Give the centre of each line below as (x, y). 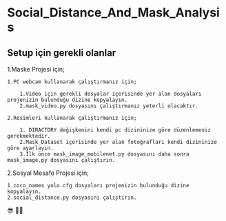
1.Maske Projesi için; (36, 69)
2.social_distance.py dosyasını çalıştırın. (72, 198)
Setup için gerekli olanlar (62, 53)
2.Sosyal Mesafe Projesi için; (48, 173)
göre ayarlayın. (30, 148)
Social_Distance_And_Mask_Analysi (114, 13)
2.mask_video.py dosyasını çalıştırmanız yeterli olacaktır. (109, 106)
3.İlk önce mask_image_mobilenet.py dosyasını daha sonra (104, 154)
